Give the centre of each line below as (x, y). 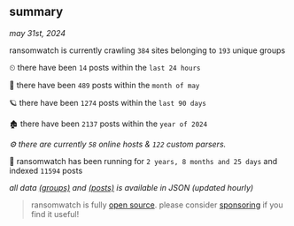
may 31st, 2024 (38, 33)
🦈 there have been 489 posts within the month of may (104, 85)
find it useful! (55, 214)
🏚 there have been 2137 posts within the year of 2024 (108, 124)
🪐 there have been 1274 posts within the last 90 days (108, 102)
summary (36, 12)
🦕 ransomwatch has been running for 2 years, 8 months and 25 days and (143, 161)
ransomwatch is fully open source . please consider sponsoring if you (157, 205)
